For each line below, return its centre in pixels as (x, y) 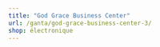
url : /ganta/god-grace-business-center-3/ (80, 23)
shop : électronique (41, 30)
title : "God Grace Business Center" (69, 16)
